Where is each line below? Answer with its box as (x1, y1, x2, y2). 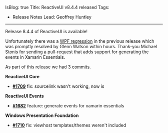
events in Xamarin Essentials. (5, 54, 65, 60)
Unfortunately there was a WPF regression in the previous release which (5, 38, 154, 44)
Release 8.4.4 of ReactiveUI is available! (5, 29, 88, 34)
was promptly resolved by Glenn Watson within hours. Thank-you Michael (5, 44, 157, 49)
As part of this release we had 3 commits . (5, 64, 91, 70)
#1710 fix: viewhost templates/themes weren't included (12, 122, 126, 128)
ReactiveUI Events (5, 93, 44, 99)
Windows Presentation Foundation (5, 112, 79, 118)
